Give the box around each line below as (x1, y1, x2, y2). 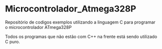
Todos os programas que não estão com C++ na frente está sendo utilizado (5, 34, 158, 39)
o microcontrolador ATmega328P (5, 24, 72, 30)
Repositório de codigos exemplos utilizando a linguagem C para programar (5, 19, 156, 25)
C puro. (5, 38, 20, 44)
